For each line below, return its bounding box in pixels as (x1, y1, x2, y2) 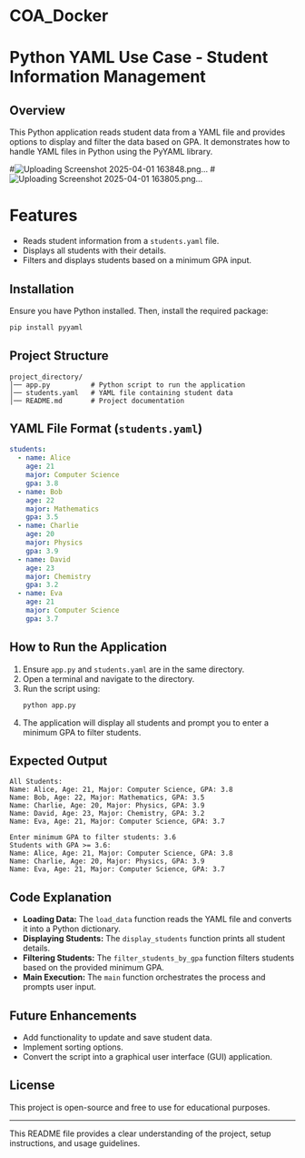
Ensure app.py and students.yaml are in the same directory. (22, 664, 245, 675)
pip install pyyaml (9, 322, 84, 332)
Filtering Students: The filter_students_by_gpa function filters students (22, 952, 295, 963)
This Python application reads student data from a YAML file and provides (9, 127, 286, 137)
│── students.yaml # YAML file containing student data (9, 388, 233, 397)
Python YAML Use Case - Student (9, 47, 269, 68)
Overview (9, 102, 66, 118)
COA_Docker (9, 5, 109, 26)
